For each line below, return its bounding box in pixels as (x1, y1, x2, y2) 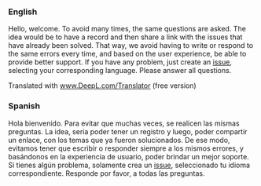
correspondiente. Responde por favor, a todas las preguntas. (8, 168, 205, 178)
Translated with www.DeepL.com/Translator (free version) (8, 81, 197, 90)
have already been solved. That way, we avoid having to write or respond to (8, 41, 254, 50)
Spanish (8, 100, 41, 111)
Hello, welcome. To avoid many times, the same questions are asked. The (8, 24, 246, 34)
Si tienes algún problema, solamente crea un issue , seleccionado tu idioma (8, 160, 250, 170)
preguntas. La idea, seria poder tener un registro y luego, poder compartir (8, 126, 248, 136)
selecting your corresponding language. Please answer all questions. (8, 66, 232, 75)
